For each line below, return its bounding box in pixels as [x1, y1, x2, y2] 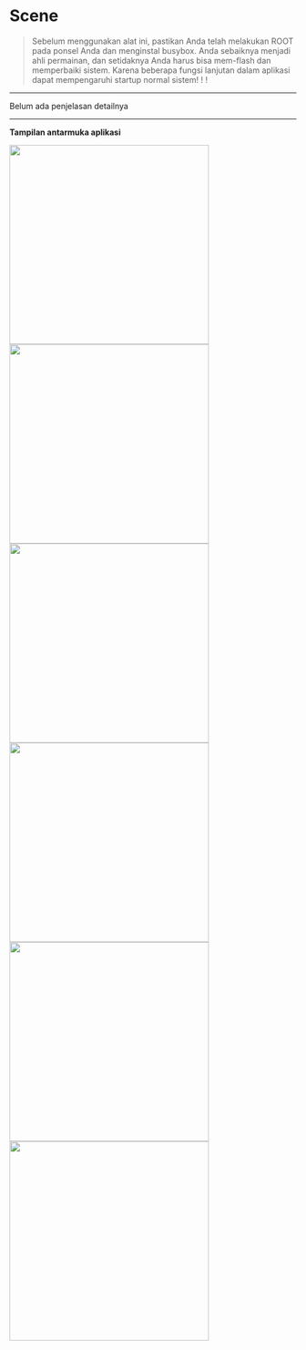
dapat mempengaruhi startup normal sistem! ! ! [31, 74, 208, 85]
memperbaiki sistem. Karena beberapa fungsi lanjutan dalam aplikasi [31, 65, 291, 76]
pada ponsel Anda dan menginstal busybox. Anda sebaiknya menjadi [31, 45, 291, 56]
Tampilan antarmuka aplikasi [9, 127, 121, 138]
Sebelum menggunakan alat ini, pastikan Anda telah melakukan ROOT [31, 36, 294, 46]
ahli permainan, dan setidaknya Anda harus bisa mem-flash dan [31, 55, 271, 66]
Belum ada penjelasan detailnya [9, 100, 129, 111]
